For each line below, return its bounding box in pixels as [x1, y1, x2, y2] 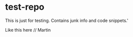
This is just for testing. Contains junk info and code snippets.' [5, 18, 129, 23]
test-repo [5, 1, 45, 13]
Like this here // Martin [5, 27, 51, 33]
